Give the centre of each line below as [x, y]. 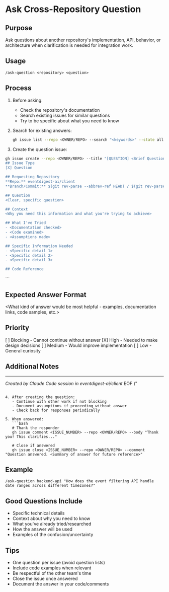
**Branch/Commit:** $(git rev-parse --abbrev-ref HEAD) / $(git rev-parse [85, 186]
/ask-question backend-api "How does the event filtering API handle [80, 481]
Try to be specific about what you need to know [69, 121]
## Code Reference [24, 269]
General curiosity [23, 350]
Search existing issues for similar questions [65, 115]
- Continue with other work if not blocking [59, 401]
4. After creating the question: [40, 397]
